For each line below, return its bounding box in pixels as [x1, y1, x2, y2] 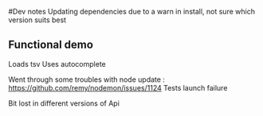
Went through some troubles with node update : [8, 75, 166, 84]
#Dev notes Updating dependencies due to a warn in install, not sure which [8, 7, 255, 16]
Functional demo [8, 38, 94, 52]
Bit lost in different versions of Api [8, 99, 120, 108]
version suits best [8, 15, 66, 25]
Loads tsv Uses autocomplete [8, 59, 106, 68]
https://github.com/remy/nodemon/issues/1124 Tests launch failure [8, 83, 228, 92]
